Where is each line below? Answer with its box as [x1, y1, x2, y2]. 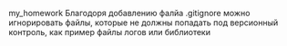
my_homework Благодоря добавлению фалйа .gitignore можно [8, 8, 251, 18]
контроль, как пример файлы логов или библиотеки [8, 27, 211, 37]
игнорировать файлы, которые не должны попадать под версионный [8, 17, 279, 28]
